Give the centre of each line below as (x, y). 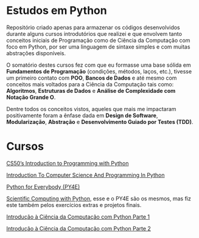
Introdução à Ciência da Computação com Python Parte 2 (79, 228)
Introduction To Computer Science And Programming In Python (86, 175)
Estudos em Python (57, 11)
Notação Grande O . (31, 97)
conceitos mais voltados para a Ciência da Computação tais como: (90, 84)
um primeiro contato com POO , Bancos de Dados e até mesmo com (92, 78)
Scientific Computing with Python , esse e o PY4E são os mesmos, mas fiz (99, 199)
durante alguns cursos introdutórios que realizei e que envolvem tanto (94, 33)
